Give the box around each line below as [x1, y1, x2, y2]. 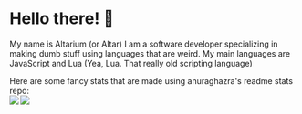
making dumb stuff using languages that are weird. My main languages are [9, 47, 291, 58]
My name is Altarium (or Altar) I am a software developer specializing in [9, 38, 278, 49]
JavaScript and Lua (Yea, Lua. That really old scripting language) [9, 57, 253, 68]
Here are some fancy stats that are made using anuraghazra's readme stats [9, 75, 294, 86]
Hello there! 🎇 [9, 8, 114, 29]
